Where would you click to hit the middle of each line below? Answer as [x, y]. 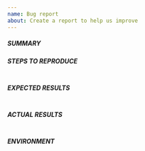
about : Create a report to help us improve [73, 21]
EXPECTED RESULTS [39, 88]
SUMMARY [24, 43]
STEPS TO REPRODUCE [43, 61]
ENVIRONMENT [31, 141]
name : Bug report [33, 14]
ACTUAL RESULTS [35, 115]
